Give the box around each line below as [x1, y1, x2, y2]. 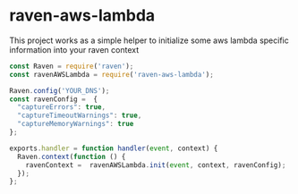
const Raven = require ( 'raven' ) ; [9, 62, 134, 71]
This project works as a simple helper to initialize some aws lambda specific [9, 35, 289, 46]
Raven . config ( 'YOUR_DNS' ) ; [9, 86, 110, 95]
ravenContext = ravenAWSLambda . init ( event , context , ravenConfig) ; [25, 160, 286, 170]
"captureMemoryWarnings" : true [17, 120, 134, 129]
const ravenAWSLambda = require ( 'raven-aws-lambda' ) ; [9, 70, 215, 79]
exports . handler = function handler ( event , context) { [9, 144, 218, 153]
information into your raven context [9, 44, 140, 55]
